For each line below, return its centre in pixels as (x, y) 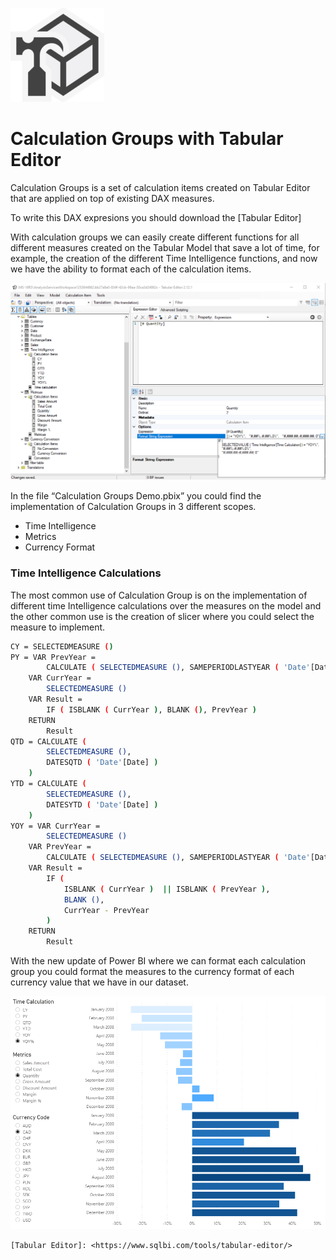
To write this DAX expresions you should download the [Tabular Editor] (156, 217)
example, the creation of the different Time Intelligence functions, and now (164, 258)
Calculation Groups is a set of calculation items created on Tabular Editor (160, 187)
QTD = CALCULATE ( (48, 741)
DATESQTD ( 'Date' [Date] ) (102, 763)
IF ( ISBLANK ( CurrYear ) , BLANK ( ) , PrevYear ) (151, 709)
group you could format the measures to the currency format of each (152, 972)
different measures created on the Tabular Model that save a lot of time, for (165, 247)
